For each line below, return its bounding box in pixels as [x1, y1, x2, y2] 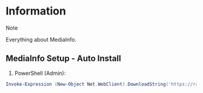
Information [5, 4, 66, 18]
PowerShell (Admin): [14, 69, 66, 77]
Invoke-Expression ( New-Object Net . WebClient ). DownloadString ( [5, 81, 169, 87]
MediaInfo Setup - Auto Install [5, 53, 122, 64]
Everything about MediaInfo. [5, 36, 77, 43]
